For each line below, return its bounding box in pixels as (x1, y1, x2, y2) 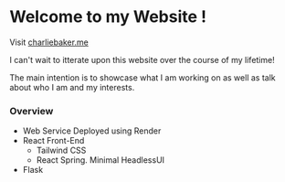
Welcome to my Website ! (9, 6, 207, 27)
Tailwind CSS (36, 145, 87, 156)
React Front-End (22, 135, 85, 146)
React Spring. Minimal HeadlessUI (36, 155, 165, 166)
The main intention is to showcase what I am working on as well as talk (9, 71, 276, 83)
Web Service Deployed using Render (22, 125, 162, 136)
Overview (9, 104, 54, 117)
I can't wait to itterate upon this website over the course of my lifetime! (9, 54, 276, 65)
